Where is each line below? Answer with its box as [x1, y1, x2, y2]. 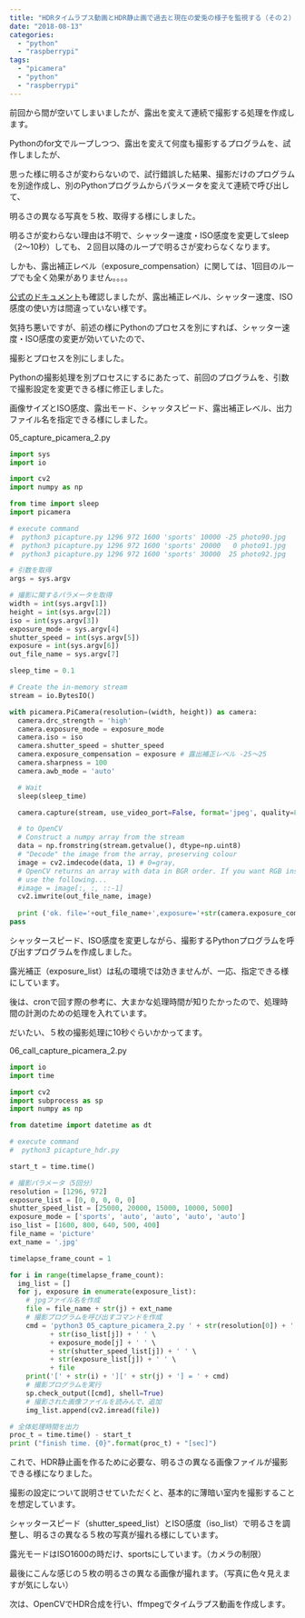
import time [9, 1071, 54, 1080]
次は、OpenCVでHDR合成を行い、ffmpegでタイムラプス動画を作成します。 [9, 1599, 290, 1610]
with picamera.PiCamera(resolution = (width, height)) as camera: [9, 707, 258, 716]
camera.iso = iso [17, 733, 84, 742]
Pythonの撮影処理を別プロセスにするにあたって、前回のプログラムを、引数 [9, 372, 290, 383]
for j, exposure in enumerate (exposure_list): [17, 1287, 197, 1296]
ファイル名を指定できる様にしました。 [9, 414, 152, 424]
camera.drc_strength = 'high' [17, 715, 132, 725]
